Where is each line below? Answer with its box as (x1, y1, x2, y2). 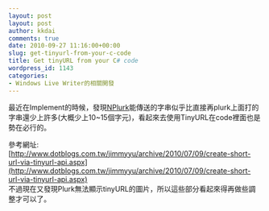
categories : (8, 72, 48, 80)
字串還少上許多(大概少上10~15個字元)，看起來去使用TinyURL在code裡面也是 (8, 112, 261, 122)
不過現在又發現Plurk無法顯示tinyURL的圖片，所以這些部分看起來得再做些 (8, 184, 250, 193)
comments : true (8, 34, 60, 43)
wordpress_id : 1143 (8, 64, 74, 72)
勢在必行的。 (8, 122, 51, 132)
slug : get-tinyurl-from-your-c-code (8, 49, 131, 57)
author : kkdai (8, 27, 56, 35)
